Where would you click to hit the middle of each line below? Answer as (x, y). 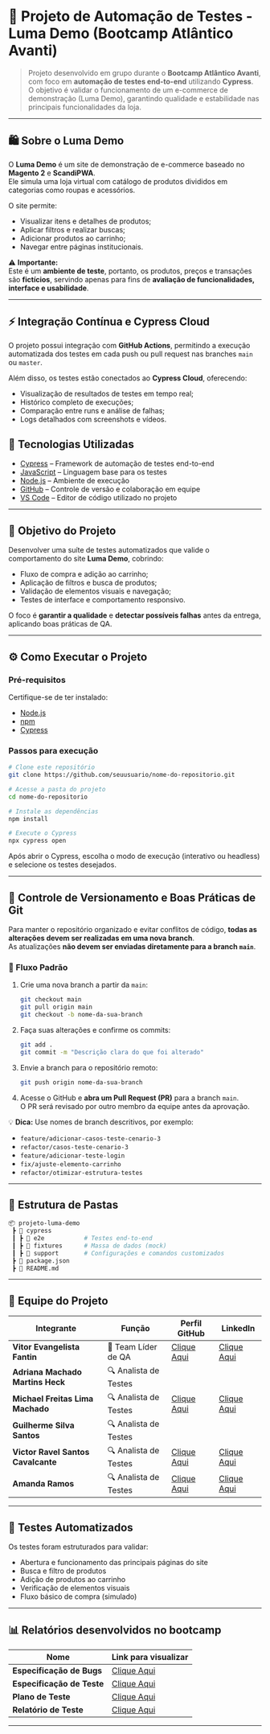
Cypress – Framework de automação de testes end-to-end (117, 464)
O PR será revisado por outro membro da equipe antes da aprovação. (135, 1106)
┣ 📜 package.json (41, 1261)
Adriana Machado (47, 1372)
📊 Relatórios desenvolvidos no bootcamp (115, 1631)
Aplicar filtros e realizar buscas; (73, 229)
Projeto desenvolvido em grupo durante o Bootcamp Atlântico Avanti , (144, 72)
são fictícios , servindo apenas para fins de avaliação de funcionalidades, (131, 279)
